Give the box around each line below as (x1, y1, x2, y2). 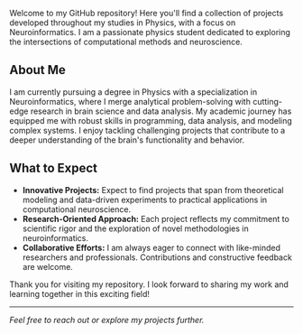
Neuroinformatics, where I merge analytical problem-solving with (9, 96, 251, 107)
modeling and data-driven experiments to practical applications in (22, 194, 268, 205)
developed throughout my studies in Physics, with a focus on (9, 17, 236, 28)
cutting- (252, 96, 282, 107)
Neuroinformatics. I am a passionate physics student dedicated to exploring (9, 27, 291, 37)
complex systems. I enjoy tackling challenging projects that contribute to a (9, 125, 286, 135)
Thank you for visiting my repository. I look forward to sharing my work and (9, 279, 289, 290)
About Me (9, 62, 66, 78)
